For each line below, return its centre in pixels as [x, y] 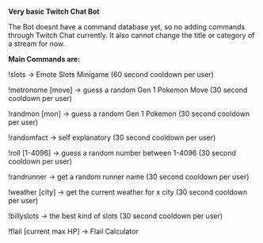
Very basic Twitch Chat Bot [54, 12]
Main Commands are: [44, 59]
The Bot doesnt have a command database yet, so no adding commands [127, 27]
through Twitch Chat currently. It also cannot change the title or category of [131, 35]
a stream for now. [37, 44]
